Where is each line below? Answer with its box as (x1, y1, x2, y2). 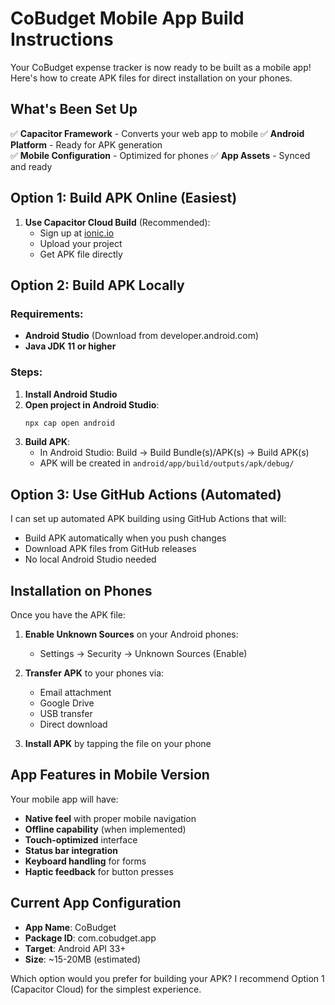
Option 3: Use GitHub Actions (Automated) (10, 486, 282, 503)
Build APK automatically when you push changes (24, 532, 227, 544)
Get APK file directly (39, 248, 123, 260)
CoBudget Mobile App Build (10, 7, 245, 30)
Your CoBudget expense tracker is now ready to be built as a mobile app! (10, 61, 312, 73)
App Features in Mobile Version (10, 767, 210, 784)
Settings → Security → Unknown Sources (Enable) (39, 648, 248, 660)
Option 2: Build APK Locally (10, 277, 185, 294)
